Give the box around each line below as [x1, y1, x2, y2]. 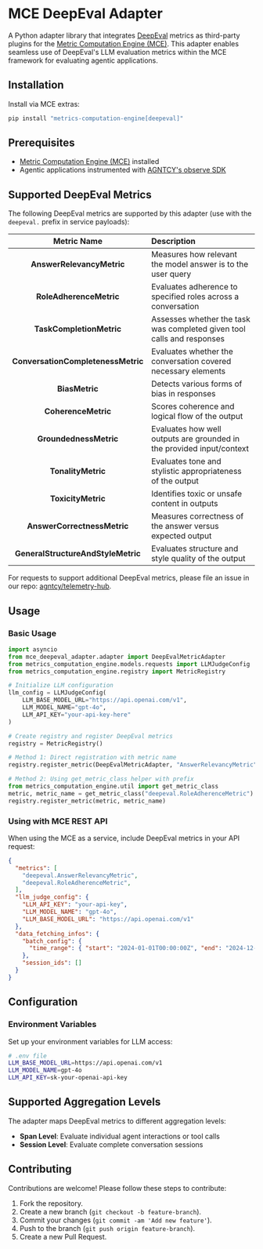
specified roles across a [151, 291, 240, 302]
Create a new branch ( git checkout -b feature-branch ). [19, 1207, 202, 1216]
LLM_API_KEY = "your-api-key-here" [22, 711, 131, 719]
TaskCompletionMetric [34, 323, 122, 334]
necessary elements [151, 366, 225, 377]
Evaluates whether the [151, 346, 233, 357]
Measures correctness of [151, 511, 244, 522]
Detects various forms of [151, 378, 243, 389]
